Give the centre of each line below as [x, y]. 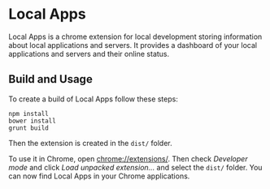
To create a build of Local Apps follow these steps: [94, 99]
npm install [28, 114]
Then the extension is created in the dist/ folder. [90, 143]
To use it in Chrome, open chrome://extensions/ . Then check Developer [128, 158]
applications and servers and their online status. [89, 54]
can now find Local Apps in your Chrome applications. [99, 176]
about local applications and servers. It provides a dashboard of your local [133, 45]
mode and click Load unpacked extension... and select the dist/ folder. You [135, 167]
